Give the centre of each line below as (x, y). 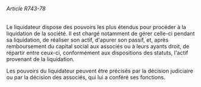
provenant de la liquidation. (41, 59)
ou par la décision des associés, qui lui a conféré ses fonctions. (86, 77)
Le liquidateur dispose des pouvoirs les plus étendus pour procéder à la (96, 27)
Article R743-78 (26, 8)
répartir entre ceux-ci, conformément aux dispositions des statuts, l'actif (97, 53)
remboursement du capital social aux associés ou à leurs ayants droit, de (98, 47)
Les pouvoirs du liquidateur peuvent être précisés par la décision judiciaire (100, 71)
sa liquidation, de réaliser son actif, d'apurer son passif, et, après (87, 40)
